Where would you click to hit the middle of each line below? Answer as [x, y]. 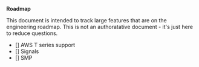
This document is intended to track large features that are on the [87, 20]
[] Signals [27, 51]
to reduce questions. [32, 33]
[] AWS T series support [45, 45]
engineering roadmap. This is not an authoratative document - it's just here [100, 27]
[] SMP [24, 58]
